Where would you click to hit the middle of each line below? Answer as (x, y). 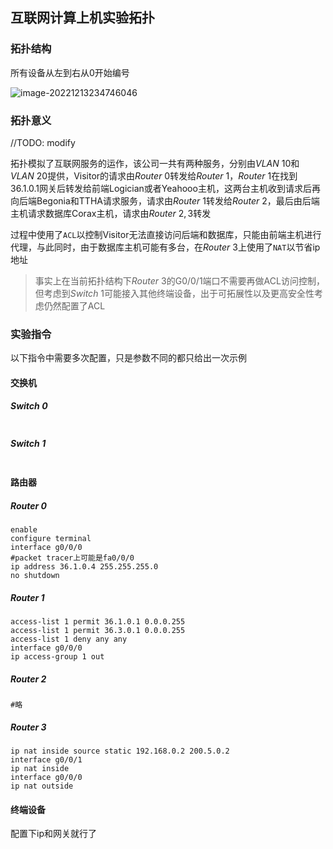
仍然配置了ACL (74, 305)
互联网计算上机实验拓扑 (82, 18)
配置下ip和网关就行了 (53, 834)
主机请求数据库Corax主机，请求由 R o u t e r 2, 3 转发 (111, 213)
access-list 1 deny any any (69, 639)
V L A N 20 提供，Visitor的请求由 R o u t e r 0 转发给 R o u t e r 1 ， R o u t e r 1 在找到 (154, 175)
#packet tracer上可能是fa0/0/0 (72, 558)
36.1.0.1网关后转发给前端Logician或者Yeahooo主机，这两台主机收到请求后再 (165, 188)
